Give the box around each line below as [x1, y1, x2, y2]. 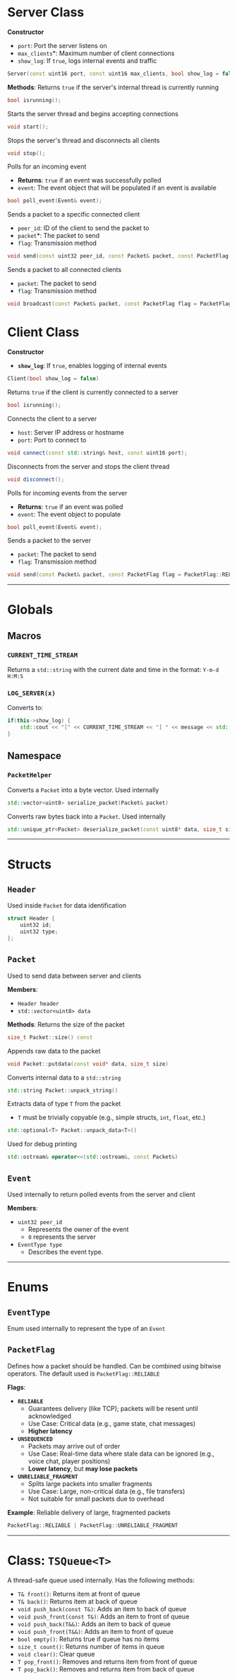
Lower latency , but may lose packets [28, 1464, 138, 1473]
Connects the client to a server [7, 414, 97, 423]
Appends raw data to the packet [7, 1046, 101, 1055]
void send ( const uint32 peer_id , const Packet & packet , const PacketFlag [7, 253, 229, 260]
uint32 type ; [20, 928, 59, 935]
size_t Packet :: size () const [7, 1034, 93, 1041]
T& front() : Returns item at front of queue [17, 1589, 141, 1598]
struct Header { [7, 915, 55, 922]
